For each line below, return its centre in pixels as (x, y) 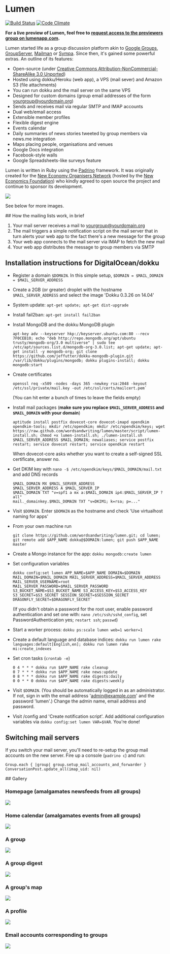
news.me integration (34, 139)
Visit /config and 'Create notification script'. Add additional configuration (88, 716)
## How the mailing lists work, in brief (45, 215)
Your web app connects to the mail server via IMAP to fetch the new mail (89, 241)
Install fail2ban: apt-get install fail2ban (56, 314)
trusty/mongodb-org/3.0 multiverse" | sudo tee (64, 343)
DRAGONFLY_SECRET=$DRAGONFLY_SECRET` (53, 599)
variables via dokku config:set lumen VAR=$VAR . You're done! (76, 721)
